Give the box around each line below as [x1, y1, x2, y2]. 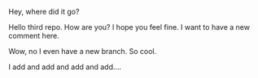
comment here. [8, 31, 59, 40]
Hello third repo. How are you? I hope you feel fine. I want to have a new [8, 23, 251, 31]
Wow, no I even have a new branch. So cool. [8, 47, 157, 55]
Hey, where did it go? [8, 7, 80, 16]
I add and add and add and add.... [8, 62, 122, 72]
